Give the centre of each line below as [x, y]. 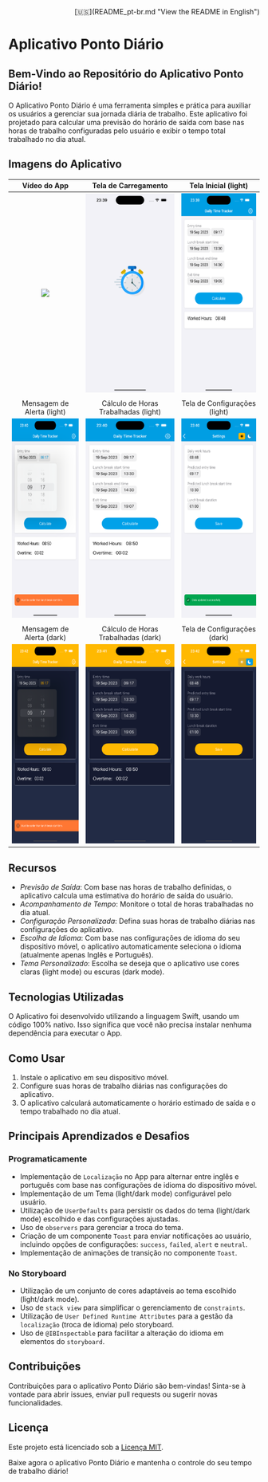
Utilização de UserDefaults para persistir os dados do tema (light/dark [135, 1210]
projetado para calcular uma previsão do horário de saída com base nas [126, 122]
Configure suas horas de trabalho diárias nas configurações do [124, 1086]
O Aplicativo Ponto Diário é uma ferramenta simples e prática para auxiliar [130, 105]
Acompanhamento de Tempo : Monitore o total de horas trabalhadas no [136, 904]
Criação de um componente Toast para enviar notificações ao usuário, [136, 1236]
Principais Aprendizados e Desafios [99, 1136]
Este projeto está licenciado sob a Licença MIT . [86, 1447]
